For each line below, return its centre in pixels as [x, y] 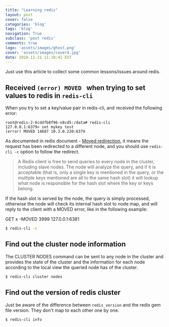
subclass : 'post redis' [31, 39]
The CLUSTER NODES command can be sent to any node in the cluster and [84, 256]
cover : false [19, 19]
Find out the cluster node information [66, 244]
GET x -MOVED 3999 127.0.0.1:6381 [43, 219]
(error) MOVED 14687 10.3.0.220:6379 [45, 132]
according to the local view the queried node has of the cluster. [72, 267]
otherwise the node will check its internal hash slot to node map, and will [81, 204]
